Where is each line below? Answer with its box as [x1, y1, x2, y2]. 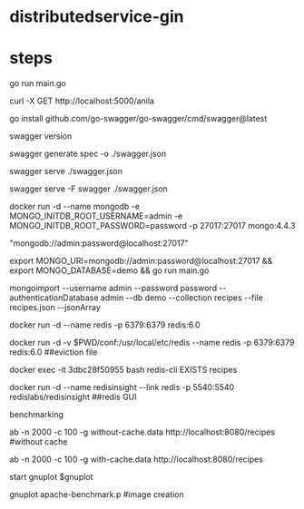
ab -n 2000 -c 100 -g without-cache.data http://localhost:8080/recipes [9, 426, 275, 437]
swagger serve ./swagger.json [9, 166, 123, 177]
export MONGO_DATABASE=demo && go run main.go [9, 265, 210, 276]
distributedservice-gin [9, 6, 184, 27]
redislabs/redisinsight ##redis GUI [9, 392, 138, 403]
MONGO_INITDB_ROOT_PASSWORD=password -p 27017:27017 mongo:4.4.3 [9, 220, 296, 231]
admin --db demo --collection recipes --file [100, 292, 263, 303]
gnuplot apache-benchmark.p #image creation [9, 489, 184, 500]
